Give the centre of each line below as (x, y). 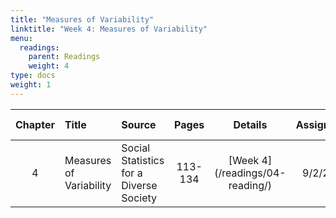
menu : (21, 38)
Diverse (139, 185)
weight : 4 (49, 66)
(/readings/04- (250, 173)
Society (139, 198)
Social (136, 148)
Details (250, 124)
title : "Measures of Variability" (82, 19)
